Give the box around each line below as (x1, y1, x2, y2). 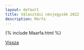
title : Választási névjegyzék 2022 (5, 12, 79, 17)
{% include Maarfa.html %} (5, 30, 61, 36)
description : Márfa (5, 16, 46, 21)
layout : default (5, 7, 39, 12)
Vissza (5, 40, 19, 46)
